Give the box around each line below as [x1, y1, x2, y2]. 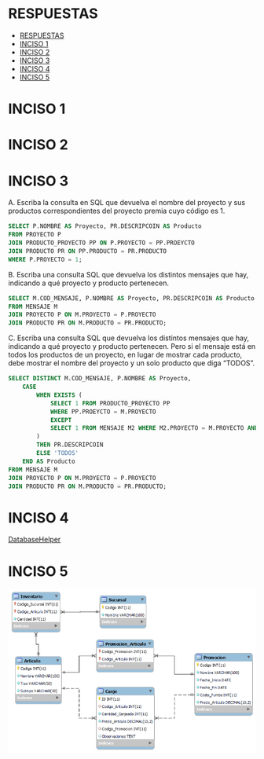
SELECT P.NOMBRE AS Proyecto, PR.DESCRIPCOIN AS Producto [8, 222, 202, 230]
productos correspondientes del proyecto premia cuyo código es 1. [8, 206, 225, 216]
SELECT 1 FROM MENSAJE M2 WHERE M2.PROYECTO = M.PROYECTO [49, 424, 244, 432]
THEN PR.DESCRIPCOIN [36, 441, 104, 449]
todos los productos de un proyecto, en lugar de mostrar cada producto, [8, 350, 243, 360]
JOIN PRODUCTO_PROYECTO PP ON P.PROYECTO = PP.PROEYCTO [8, 239, 195, 247]
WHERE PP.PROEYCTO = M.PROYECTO [49, 408, 156, 416]
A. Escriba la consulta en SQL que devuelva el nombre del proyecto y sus [8, 198, 246, 207]
